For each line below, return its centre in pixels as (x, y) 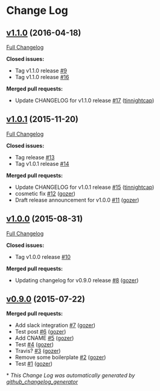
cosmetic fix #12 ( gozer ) (45, 193)
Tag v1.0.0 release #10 (43, 256)
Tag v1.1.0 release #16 (42, 77)
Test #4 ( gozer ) (34, 345)
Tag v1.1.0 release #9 (41, 71)
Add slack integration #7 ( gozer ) (55, 325)
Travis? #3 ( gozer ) (38, 351)
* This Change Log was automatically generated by (71, 375)
